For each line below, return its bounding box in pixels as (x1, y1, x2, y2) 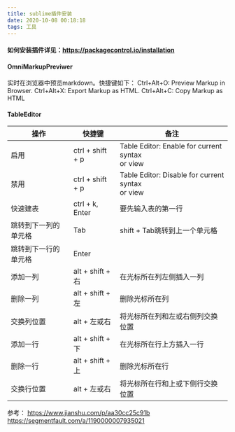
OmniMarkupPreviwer (7, 62, 73, 71)
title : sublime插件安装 (7, 10, 72, 18)
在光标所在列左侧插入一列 (120, 272, 204, 282)
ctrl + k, (73, 199, 99, 209)
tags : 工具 (7, 23, 37, 30)
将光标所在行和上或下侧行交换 (120, 379, 218, 389)
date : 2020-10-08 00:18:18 (7, 17, 86, 24)
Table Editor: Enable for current (120, 141, 222, 151)
